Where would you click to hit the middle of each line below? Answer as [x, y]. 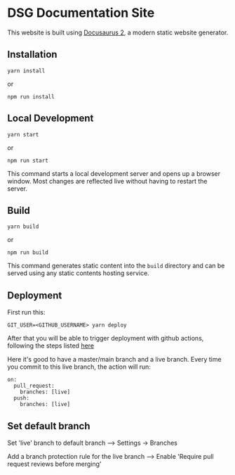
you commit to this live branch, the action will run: [79, 367]
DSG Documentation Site [81, 13]
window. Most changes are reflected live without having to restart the [107, 181]
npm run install [31, 96]
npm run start [28, 160]
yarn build [23, 227]
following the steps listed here [51, 346]
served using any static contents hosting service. [78, 273]
